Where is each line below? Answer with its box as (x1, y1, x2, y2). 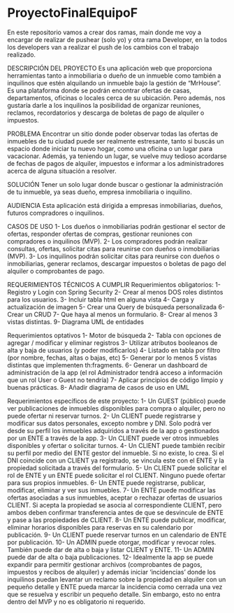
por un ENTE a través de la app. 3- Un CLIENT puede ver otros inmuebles (7, 434, 219, 442)
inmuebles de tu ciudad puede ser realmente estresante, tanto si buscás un (7, 136, 224, 145)
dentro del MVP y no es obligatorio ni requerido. (7, 597, 145, 606)
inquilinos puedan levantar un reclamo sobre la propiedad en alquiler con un (7, 575, 226, 584)
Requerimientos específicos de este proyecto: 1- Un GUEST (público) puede (7, 397, 226, 405)
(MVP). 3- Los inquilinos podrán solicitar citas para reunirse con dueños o (7, 252, 220, 260)
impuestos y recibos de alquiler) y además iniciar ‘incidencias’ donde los (7, 568, 217, 576)
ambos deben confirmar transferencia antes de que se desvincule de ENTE (7, 508, 224, 516)
